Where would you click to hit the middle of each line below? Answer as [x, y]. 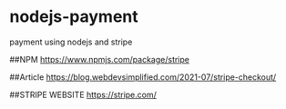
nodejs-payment [74, 17]
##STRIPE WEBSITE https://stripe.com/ [83, 94]
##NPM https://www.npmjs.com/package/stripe [99, 59]
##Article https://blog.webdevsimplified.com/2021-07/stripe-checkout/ [143, 77]
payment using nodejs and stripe [71, 42]
